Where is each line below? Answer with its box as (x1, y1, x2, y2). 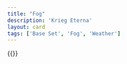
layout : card (7, 23, 46, 30)
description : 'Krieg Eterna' (7, 17, 93, 24)
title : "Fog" (7, 10, 46, 18)
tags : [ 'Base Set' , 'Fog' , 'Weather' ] (7, 30, 121, 37)
